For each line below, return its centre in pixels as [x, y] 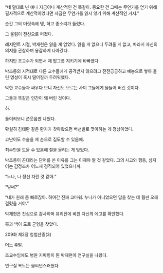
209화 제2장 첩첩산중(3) [28, 234]
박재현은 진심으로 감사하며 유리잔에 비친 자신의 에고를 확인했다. [65, 214]
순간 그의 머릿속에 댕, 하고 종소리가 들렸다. [45, 24]
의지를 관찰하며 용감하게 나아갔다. [37, 50]
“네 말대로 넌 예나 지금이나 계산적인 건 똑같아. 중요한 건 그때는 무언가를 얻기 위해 [81, 7]
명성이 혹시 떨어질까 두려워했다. [40, 77]
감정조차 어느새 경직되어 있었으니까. [48, 166]
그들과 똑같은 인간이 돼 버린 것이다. [38, 98]
